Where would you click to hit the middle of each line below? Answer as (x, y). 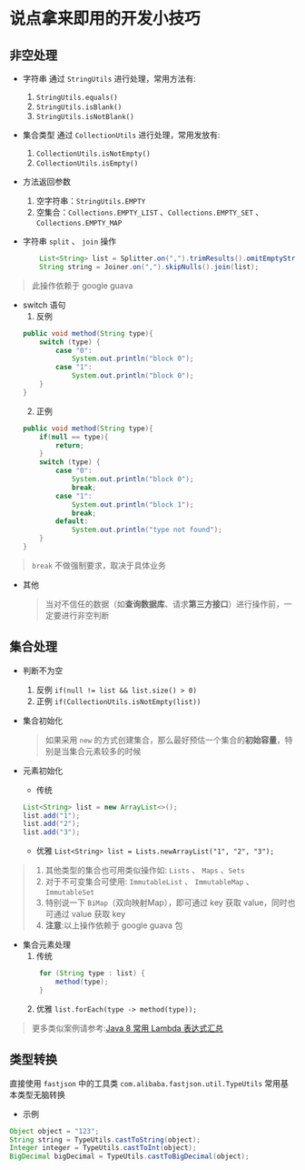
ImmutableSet (70, 893)
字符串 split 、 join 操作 (69, 241)
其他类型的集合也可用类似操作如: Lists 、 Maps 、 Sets (145, 871)
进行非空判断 (85, 615)
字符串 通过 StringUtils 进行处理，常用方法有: (109, 79)
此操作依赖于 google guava (82, 285)
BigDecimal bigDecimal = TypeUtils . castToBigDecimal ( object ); (129, 1156)
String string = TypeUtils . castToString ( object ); (105, 1140)
